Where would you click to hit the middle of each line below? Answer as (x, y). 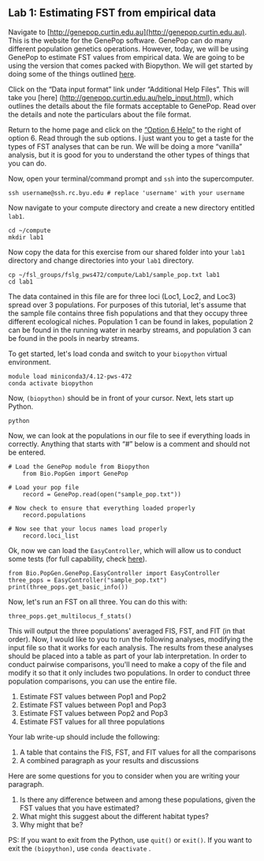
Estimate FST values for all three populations (92, 721)
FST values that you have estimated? (79, 807)
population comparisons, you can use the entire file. (93, 681)
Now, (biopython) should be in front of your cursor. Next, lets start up (121, 398)
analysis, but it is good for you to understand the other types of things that (129, 155)
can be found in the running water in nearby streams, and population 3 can (130, 330)
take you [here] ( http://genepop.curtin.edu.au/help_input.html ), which (121, 97)
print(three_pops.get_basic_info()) (68, 587)
